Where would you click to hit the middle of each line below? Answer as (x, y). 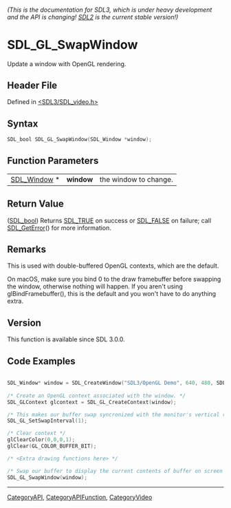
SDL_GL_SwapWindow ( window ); (47, 477)
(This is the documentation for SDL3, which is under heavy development (110, 10)
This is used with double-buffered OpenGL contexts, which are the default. (113, 266)
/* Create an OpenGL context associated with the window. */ (97, 396)
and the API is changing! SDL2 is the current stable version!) (93, 17)
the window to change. (136, 179)
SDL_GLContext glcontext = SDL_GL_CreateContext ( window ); (92, 402)
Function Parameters (53, 161)
